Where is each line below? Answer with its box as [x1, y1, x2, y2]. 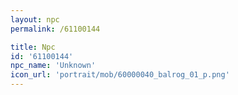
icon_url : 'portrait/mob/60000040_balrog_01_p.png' [10, 70, 230, 80]
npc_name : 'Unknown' [10, 61, 97, 71]
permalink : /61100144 [10, 24, 101, 34]
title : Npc [10, 42, 56, 52]
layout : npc [10, 14, 60, 25]
